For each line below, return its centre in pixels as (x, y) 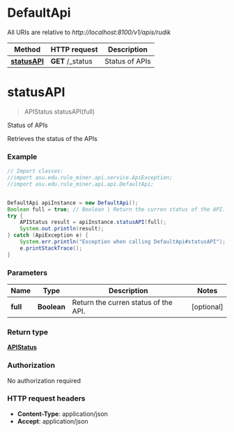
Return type (28, 332)
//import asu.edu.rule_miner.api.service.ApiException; (90, 178)
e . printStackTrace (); (51, 248)
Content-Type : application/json (62, 414)
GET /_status (71, 61)
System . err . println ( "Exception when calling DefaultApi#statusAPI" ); (123, 242)
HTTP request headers (46, 399)
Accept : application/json (53, 421)
